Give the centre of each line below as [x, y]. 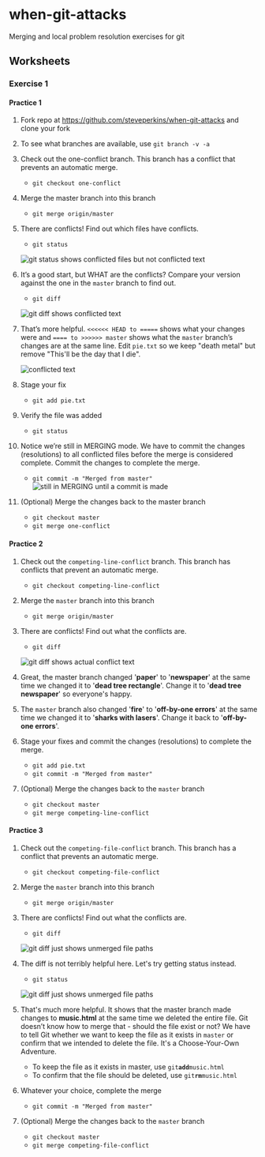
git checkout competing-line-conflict [96, 586]
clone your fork [45, 129]
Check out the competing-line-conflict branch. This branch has [125, 561]
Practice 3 [26, 831]
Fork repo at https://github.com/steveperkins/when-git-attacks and [129, 120]
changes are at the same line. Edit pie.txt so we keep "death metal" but [138, 346]
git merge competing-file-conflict [90, 1145]
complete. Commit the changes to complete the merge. [110, 463]
